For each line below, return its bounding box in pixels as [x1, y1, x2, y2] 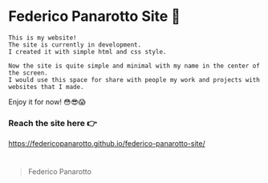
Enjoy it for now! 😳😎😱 [8, 96, 86, 107]
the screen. [8, 68, 48, 77]
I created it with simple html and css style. [8, 47, 167, 55]
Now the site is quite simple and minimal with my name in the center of [8, 62, 261, 70]
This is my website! [8, 34, 78, 42]
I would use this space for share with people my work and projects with [8, 75, 261, 83]
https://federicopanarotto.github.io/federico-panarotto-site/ [8, 139, 206, 148]
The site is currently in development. [8, 40, 142, 49]
